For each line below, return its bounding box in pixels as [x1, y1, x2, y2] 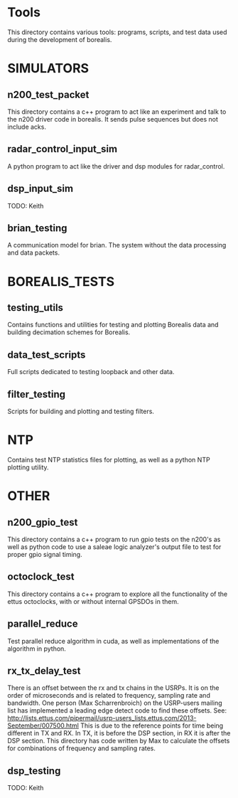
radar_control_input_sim [7, 143, 118, 155]
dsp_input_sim [7, 183, 73, 195]
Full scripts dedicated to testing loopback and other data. [7, 368, 175, 376]
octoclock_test [7, 570, 75, 583]
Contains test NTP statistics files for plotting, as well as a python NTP [7, 455, 211, 464]
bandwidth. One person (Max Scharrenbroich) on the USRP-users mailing [7, 698, 222, 708]
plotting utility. [7, 463, 49, 472]
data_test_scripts [7, 349, 86, 361]
